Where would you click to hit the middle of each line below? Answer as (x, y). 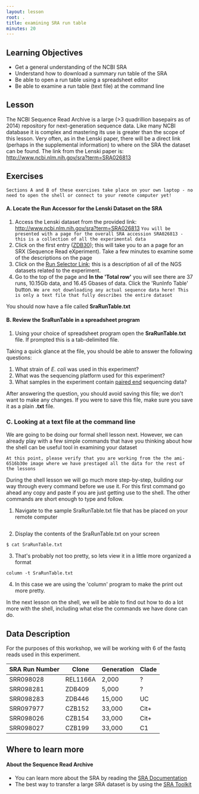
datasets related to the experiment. (58, 270)
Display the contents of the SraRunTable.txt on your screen (87, 534)
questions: (19, 358)
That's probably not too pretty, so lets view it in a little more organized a (103, 556)
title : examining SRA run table (46, 23)
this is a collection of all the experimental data (80, 239)
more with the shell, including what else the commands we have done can (97, 609)
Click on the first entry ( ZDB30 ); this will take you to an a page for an (99, 245)
